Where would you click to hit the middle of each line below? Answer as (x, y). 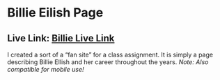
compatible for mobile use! (46, 69)
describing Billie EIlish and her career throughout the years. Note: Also (108, 62)
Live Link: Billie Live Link (61, 38)
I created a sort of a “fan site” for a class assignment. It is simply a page (110, 54)
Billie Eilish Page (55, 13)
